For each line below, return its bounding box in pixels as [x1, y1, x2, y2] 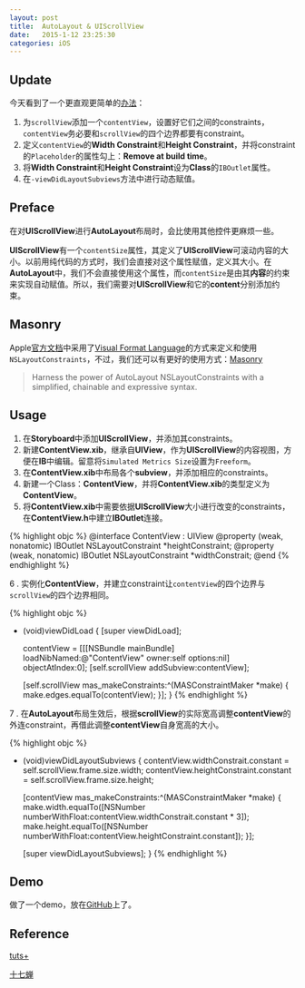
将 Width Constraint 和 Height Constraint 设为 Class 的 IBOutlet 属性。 [22, 162, 275, 173]
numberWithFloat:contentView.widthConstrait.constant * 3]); [22, 811, 250, 822]
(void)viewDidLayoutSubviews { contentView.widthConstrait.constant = [22, 755, 290, 766]
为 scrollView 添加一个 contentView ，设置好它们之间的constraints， [22, 117, 270, 128]
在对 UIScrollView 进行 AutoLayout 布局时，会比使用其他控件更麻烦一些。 [9, 225, 280, 236]
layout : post [9, 13, 59, 23]
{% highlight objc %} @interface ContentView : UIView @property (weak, [9, 530, 284, 541]
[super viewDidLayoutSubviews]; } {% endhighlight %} [22, 847, 228, 858]
